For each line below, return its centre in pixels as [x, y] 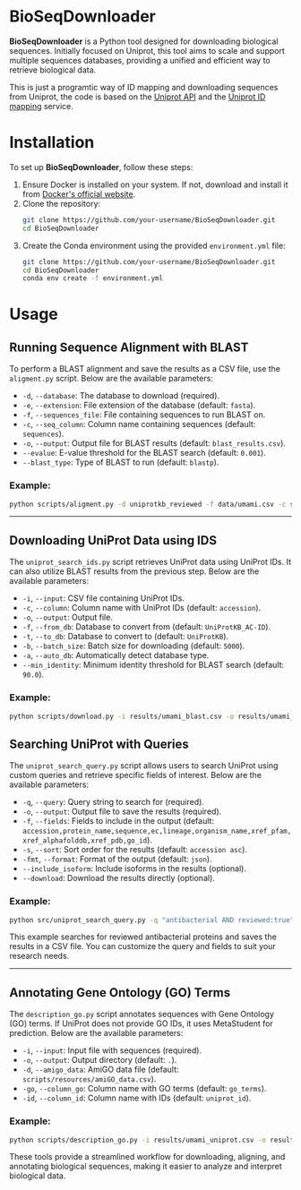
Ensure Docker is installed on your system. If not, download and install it [155, 184]
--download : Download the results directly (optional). [118, 878]
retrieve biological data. [53, 70]
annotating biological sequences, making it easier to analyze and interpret [146, 1167]
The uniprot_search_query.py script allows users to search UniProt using [144, 766]
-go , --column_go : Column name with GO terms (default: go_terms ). [144, 1089]
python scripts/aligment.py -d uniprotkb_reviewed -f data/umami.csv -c [148, 504]
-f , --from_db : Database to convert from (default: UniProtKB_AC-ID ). [146, 627]
